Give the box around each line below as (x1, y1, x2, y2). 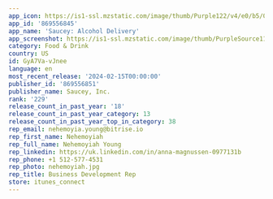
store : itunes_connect (8, 178, 85, 187)
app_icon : (8, 11, 42, 20)
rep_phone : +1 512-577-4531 (8, 155, 104, 163)
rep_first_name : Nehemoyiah (8, 132, 104, 141)
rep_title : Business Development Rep (8, 171, 136, 179)
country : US (8, 50, 49, 58)
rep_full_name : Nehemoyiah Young (8, 140, 122, 149)
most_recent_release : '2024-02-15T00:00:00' (8, 72, 162, 80)
